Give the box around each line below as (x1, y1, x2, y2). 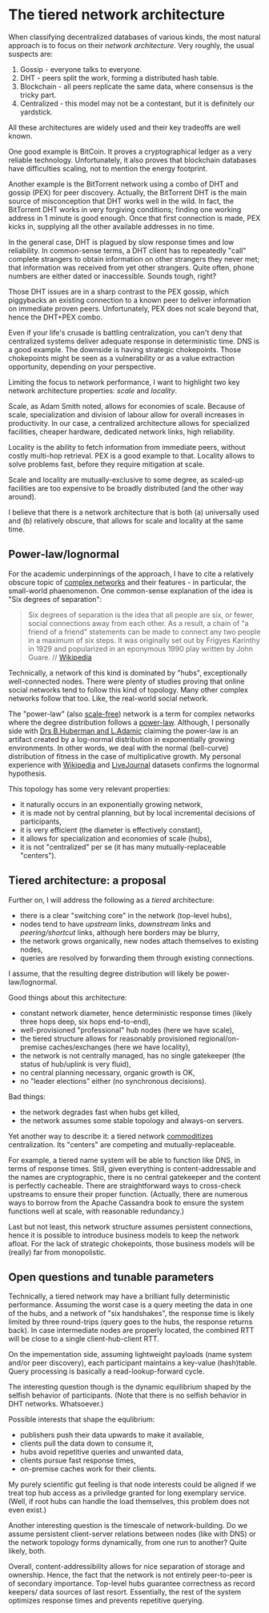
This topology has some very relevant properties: (8, 784, 171, 793)
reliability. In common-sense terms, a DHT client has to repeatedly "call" (8, 246, 247, 255)
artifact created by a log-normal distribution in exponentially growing (8, 734, 235, 744)
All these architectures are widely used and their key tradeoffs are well (8, 122, 241, 132)
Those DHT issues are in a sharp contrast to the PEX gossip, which (8, 287, 230, 296)
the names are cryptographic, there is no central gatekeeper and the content (8, 1172, 261, 1182)
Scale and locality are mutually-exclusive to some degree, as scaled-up (8, 475, 244, 484)
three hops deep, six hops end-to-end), (19, 1017, 151, 1026)
